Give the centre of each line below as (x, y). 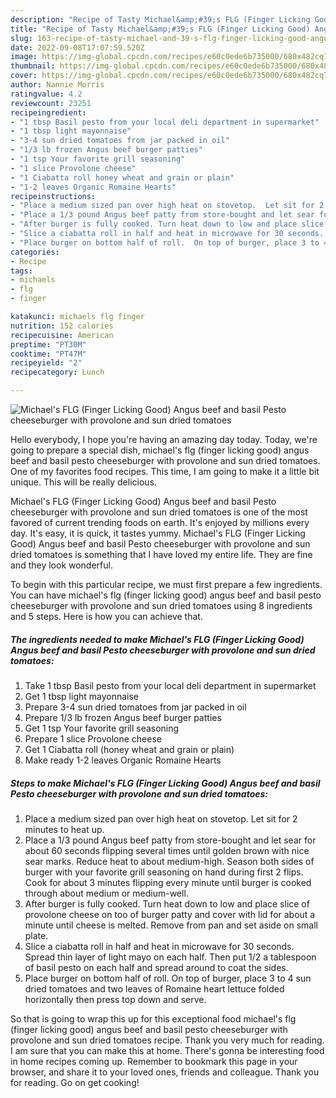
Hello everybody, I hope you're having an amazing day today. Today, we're (164, 439)
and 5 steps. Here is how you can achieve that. (106, 616)
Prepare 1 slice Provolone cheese (93, 738)
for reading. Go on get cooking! (75, 1082)
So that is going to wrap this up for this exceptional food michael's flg (153, 1018)
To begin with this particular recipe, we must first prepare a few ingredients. (166, 584)
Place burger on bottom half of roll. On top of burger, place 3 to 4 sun (168, 978)
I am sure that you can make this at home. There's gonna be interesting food (167, 1050)
